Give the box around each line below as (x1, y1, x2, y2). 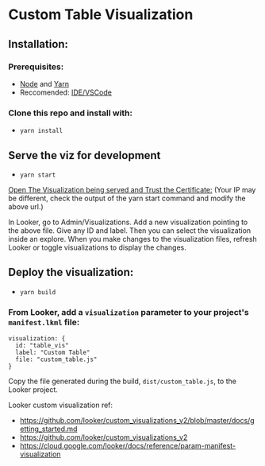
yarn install (19, 127, 63, 135)
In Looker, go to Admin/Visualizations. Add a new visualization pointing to (8, 217, 248, 227)
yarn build (19, 288, 56, 296)
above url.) (8, 201, 44, 212)
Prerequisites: (8, 61, 64, 72)
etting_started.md (19, 424, 78, 434)
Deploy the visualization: (8, 266, 134, 279)
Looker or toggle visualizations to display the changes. (8, 243, 186, 252)
